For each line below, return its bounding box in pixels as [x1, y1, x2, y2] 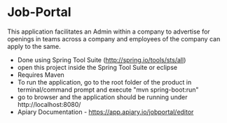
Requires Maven [17, 71, 64, 79]
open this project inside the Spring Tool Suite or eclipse [17, 63, 177, 71]
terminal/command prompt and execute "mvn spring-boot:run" [17, 85, 199, 94]
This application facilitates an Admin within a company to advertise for [7, 27, 210, 36]
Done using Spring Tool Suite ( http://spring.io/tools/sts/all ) [17, 55, 186, 64]
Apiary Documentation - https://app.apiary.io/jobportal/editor [17, 108, 194, 116]
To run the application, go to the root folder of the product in [17, 78, 192, 86]
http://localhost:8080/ [17, 100, 81, 108]
